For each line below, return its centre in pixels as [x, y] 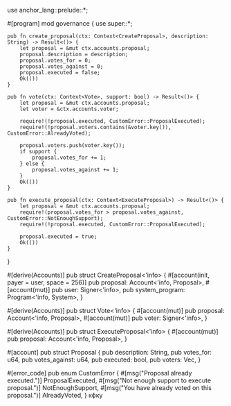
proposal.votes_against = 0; [62, 67]
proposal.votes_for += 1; [70, 158]
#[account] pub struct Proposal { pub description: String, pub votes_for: [110, 352]
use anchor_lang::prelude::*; [48, 10]
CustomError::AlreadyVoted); [49, 133]
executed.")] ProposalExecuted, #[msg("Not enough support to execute [109, 380]
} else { [32, 164]
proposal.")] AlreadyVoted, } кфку [55, 395]
